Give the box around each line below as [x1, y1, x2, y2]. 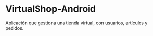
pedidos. [5, 25, 24, 31]
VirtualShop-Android [5, 3, 96, 15]
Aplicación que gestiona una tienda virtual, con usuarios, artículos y [5, 20, 148, 26]
